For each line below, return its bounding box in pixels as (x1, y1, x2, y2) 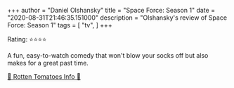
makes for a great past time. (7, 59, 89, 67)
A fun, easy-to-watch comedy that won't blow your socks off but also (7, 51, 209, 59)
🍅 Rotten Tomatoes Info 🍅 (7, 73, 81, 80)
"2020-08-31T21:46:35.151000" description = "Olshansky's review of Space (7, 13, 227, 22)
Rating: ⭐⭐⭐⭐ (7, 35, 47, 43)
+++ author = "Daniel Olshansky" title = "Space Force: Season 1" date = (7, 6, 216, 14)
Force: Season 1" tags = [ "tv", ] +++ (7, 21, 112, 29)
